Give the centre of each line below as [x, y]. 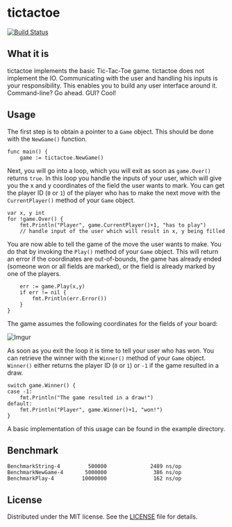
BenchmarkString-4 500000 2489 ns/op [94, 467]
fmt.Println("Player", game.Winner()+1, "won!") [91, 410]
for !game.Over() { [35, 219]
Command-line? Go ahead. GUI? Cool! [62, 92]
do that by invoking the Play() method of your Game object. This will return [113, 251]
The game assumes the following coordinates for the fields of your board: [113, 323]
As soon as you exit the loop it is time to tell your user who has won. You [110, 350]
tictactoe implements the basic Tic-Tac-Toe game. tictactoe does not [106, 70]
